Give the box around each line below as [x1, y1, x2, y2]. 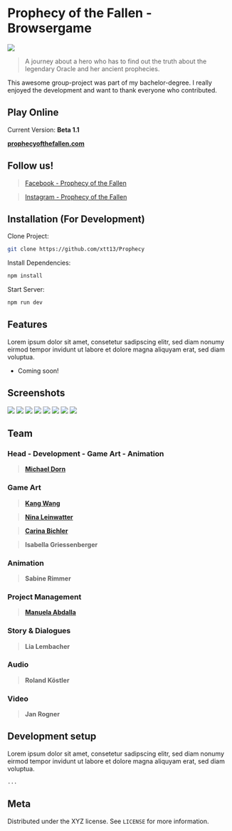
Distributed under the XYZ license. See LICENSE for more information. [7, 817, 209, 825]
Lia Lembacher [24, 642, 70, 650]
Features [7, 319, 48, 331]
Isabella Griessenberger [24, 540, 98, 549]
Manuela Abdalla [24, 608, 76, 617]
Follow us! [7, 160, 54, 172]
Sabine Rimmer [24, 574, 71, 583]
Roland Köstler [24, 676, 70, 684]
